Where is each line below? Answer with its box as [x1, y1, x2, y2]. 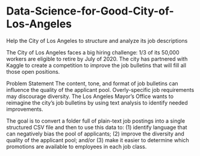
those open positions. [6, 68, 60, 75]
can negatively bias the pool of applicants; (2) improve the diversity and [6, 130, 185, 137]
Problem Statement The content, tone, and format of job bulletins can [6, 80, 179, 87]
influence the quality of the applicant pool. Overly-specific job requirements [6, 86, 195, 93]
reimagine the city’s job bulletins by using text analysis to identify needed [6, 99, 188, 106]
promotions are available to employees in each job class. [6, 143, 147, 150]
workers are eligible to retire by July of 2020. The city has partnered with [6, 55, 188, 62]
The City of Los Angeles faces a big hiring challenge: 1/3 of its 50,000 [6, 48, 180, 56]
